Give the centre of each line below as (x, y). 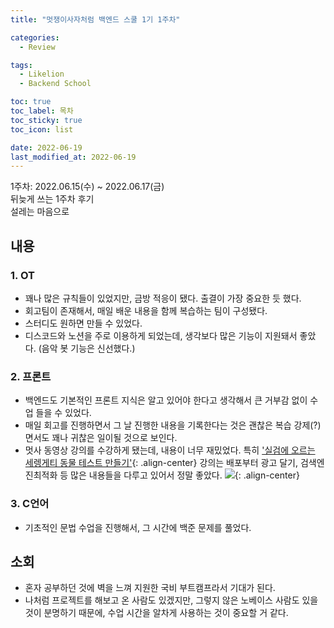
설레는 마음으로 (40, 212)
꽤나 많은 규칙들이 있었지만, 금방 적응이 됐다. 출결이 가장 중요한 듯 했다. (163, 298)
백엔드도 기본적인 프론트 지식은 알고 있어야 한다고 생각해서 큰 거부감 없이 (166, 400)
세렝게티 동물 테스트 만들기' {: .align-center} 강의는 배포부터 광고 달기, (161, 463)
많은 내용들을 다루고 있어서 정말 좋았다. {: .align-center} (185, 475)
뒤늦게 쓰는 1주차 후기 (52, 199)
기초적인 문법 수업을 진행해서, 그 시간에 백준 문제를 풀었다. (138, 527)
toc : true (31, 102)
